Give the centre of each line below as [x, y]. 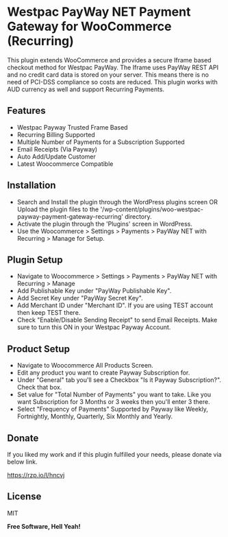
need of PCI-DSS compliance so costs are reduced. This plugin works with [112, 82]
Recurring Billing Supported [56, 134]
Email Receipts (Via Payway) [57, 149]
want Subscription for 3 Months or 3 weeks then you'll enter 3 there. [113, 402]
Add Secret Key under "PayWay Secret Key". [80, 298]
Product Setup [39, 349]
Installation [31, 186]
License [24, 497]
